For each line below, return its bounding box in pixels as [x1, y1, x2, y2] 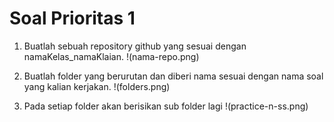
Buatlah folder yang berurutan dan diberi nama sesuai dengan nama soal [23, 70, 324, 82]
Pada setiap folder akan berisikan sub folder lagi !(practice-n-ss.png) [23, 100, 309, 112]
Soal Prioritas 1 [9, 7, 136, 30]
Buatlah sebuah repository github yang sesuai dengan [23, 40, 247, 52]
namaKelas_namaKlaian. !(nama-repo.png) [23, 50, 200, 62]
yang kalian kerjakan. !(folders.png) [23, 80, 171, 92]
